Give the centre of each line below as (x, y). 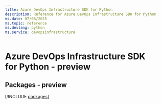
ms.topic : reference (26, 23)
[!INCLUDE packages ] (27, 96)
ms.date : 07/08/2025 (26, 19)
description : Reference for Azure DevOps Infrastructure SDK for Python (81, 14)
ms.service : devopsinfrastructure (40, 32)
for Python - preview (48, 67)
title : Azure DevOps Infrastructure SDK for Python (59, 10)
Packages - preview (36, 85)
